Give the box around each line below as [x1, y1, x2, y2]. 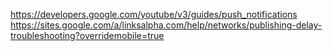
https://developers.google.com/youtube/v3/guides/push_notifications [10, 9, 298, 20]
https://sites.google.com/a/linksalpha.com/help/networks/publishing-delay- [10, 19, 323, 31]
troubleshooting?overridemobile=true [10, 30, 165, 41]
